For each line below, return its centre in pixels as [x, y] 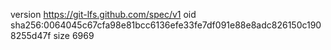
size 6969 [74, 35]
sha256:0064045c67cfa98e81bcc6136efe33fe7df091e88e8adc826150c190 [166, 25]
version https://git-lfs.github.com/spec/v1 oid [103, 14]
